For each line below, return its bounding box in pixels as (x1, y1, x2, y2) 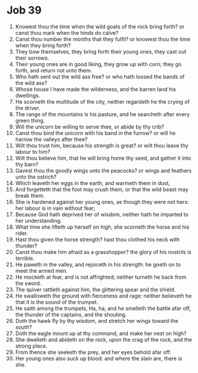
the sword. (15, 279, 42, 286)
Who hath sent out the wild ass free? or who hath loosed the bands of (15, 73, 185, 80)
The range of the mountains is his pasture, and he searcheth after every (15, 110, 190, 118)
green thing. (15, 117, 45, 124)
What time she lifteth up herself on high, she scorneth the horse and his (15, 223, 190, 230)
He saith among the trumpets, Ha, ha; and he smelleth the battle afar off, (15, 305, 191, 312)
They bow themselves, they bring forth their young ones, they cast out (15, 48, 187, 55)
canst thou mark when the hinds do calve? (15, 29, 118, 36)
